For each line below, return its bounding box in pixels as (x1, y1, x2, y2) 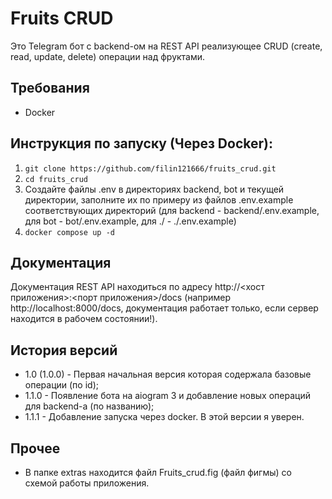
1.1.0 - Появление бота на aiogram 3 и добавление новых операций (24, 390, 311, 402)
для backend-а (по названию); (24, 400, 155, 412)
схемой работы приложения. (24, 477, 150, 489)
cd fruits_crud (24, 174, 89, 184)
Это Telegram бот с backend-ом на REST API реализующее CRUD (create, (10, 40, 323, 52)
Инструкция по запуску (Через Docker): (10, 135, 273, 152)
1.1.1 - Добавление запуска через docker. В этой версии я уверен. (24, 411, 305, 423)
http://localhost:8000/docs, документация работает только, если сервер (10, 302, 319, 314)
